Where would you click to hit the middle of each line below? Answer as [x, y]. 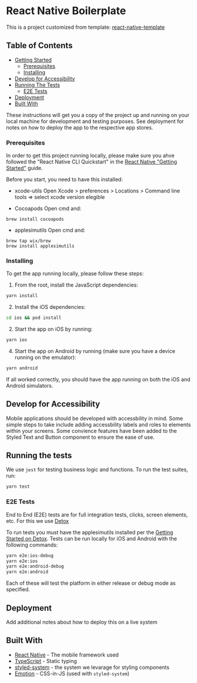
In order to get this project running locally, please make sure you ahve [90, 156]
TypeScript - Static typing [46, 661]
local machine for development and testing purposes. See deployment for [95, 121]
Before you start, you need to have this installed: [64, 179]
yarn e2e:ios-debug [30, 555]
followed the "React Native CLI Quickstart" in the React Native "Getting [91, 162]
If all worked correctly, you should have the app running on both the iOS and [98, 379]
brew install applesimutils [40, 246]
